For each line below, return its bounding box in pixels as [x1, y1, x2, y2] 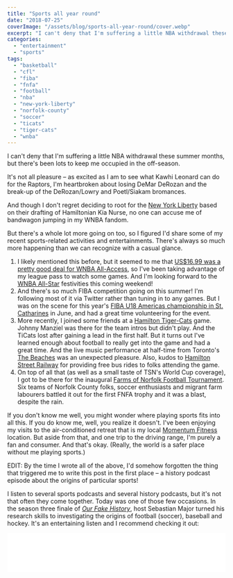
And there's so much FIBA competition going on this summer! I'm [17, 287, 204, 295]
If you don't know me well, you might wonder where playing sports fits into [7, 411, 221, 420]
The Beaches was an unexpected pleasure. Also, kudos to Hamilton [17, 354, 211, 362]
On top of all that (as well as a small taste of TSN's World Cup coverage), [17, 368, 226, 377]
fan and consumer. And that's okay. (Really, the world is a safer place [7, 440, 205, 449]
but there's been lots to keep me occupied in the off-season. [7, 159, 180, 167]
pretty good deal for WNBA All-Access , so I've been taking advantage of [17, 265, 225, 273]
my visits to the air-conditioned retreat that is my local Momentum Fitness [7, 426, 218, 434]
